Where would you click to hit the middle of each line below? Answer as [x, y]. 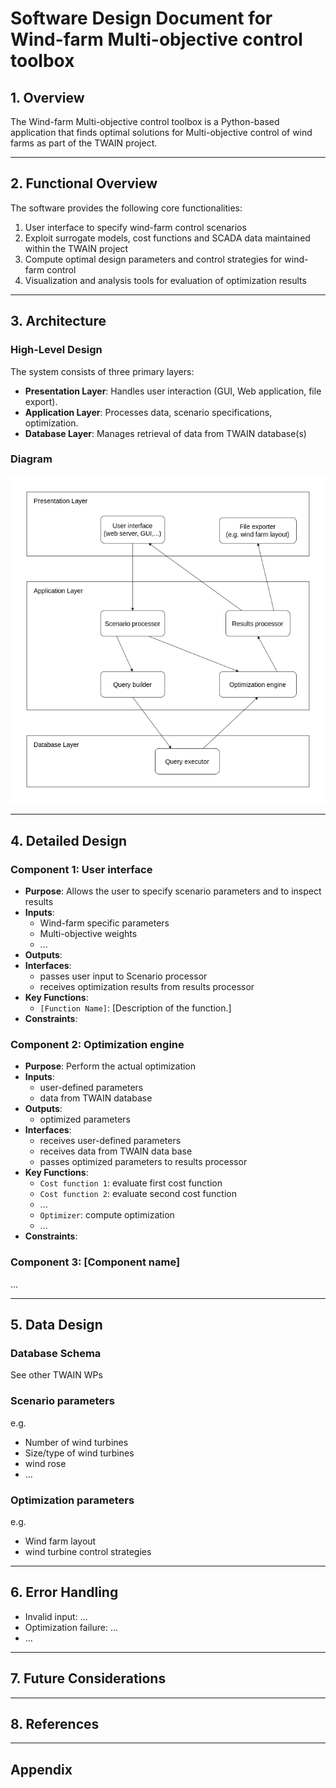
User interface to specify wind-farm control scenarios [135, 227]
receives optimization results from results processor [147, 987]
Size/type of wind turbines [79, 1453]
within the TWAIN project [76, 248]
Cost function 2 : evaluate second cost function [138, 1194]
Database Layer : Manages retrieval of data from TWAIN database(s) [165, 433]
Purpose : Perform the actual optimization [110, 1066]
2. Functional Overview [84, 183]
